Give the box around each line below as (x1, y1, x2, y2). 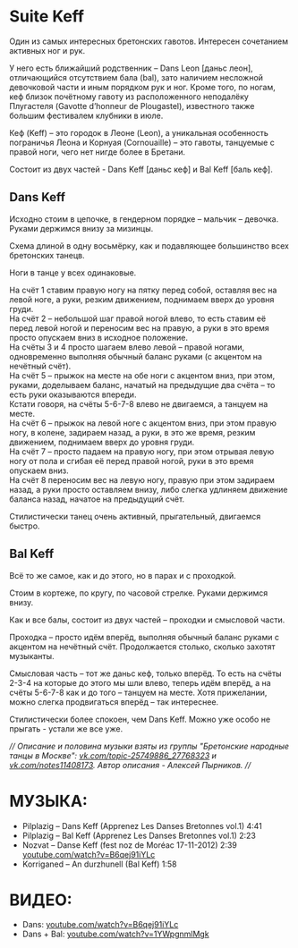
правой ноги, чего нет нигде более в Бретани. (9, 146, 186, 157)
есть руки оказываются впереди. (9, 389, 137, 400)
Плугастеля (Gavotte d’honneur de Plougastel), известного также (9, 100, 255, 111)
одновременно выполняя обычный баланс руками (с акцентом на (9, 351, 262, 361)
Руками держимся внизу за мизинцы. (9, 223, 154, 233)
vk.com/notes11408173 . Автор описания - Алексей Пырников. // (9, 759, 251, 770)
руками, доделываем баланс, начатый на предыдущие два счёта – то (9, 379, 276, 390)
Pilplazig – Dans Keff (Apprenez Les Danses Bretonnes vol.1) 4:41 (21, 820, 262, 831)
